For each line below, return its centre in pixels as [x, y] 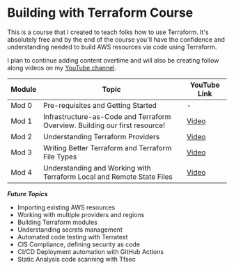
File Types [60, 157]
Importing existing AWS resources [66, 207]
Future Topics [28, 193]
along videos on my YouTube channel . [62, 67]
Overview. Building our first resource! [104, 125]
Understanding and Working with [97, 168]
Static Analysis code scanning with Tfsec [76, 259]
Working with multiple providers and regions [81, 214]
